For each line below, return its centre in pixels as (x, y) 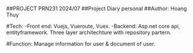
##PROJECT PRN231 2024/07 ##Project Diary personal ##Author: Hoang (96, 9)
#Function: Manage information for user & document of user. (81, 44)
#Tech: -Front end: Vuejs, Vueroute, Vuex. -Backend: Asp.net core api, (93, 26)
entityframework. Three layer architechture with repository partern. (89, 32)
